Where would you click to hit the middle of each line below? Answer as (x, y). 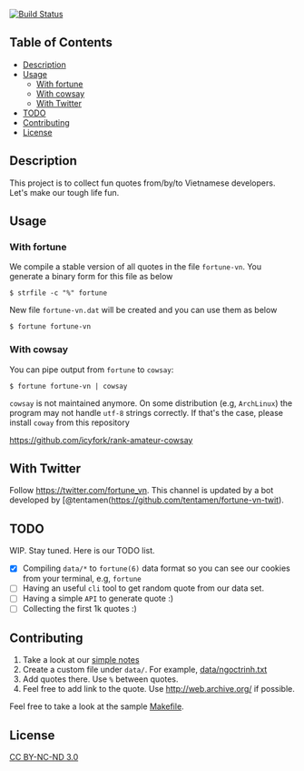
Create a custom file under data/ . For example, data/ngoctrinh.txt (145, 670)
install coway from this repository (69, 422)
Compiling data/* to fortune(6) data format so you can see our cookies (156, 568)
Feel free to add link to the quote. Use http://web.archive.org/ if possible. (158, 689)
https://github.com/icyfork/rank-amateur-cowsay (101, 440)
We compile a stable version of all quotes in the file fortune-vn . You (136, 267)
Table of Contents (61, 42)
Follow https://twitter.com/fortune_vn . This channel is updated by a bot (142, 491)
